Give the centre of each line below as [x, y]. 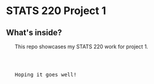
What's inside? [34, 33]
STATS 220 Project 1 [56, 11]
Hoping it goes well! [46, 75]
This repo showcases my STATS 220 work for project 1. [81, 46]
